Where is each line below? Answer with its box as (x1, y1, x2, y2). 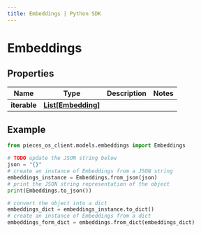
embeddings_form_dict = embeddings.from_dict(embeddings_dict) (7, 219, 195, 226)
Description (107, 88, 147, 98)
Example (7, 124, 46, 136)
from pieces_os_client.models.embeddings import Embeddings (7, 142, 186, 150)
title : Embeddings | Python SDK (7, 10, 101, 17)
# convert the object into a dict (7, 200, 108, 207)
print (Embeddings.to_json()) (7, 187, 92, 194)
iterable (10, 100, 37, 110)
